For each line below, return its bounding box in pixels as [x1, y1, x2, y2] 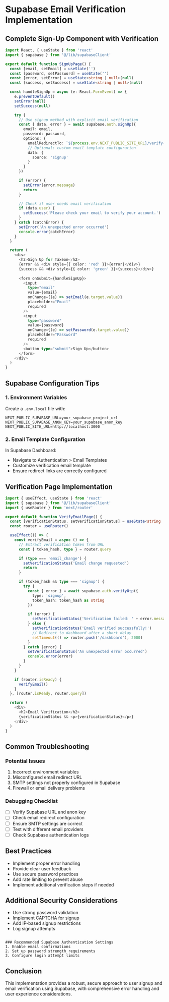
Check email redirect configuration [12, 815, 84, 821]
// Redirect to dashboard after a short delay [32, 630, 132, 635]
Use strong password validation [12, 910, 78, 916]
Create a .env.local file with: [5, 405, 66, 412]
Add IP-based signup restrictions [12, 920, 81, 926]
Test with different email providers [12, 826, 84, 832]
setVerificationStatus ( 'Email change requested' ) [23, 561, 129, 566]
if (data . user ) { [18, 206, 55, 211]
